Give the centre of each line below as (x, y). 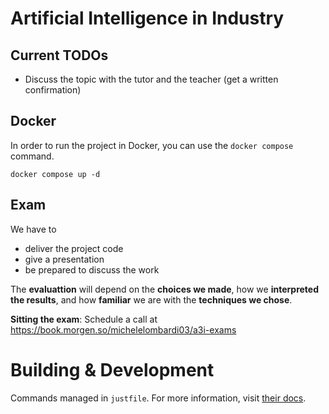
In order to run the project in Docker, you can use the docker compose (152, 145)
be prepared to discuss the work (92, 269)
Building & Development (112, 369)
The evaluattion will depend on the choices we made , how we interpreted (164, 289)
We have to (33, 229)
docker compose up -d (55, 174)
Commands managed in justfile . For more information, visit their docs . (158, 398)
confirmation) (53, 90)
